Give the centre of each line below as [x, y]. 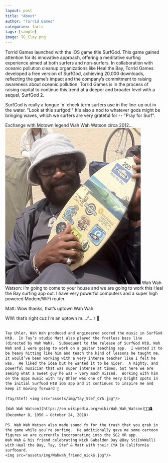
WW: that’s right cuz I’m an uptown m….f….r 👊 [52, 318]
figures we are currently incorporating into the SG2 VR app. [71, 435]
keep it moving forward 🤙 [32, 388]
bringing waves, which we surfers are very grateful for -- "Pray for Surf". [80, 115]
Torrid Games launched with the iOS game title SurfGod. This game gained [82, 52]
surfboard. [17, 450]
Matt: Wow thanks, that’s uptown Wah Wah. [50, 308]
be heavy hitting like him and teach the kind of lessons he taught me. [83, 353]
